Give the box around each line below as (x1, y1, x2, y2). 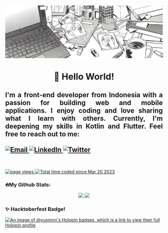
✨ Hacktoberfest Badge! (5, 206, 66, 213)
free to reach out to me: (5, 130, 80, 138)
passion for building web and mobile (5, 99, 163, 107)
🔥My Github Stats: (5, 181, 51, 188)
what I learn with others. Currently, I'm (5, 114, 163, 123)
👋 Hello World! (53, 71, 114, 83)
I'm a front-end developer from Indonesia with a (5, 91, 163, 99)
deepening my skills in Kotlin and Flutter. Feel (5, 122, 163, 131)
